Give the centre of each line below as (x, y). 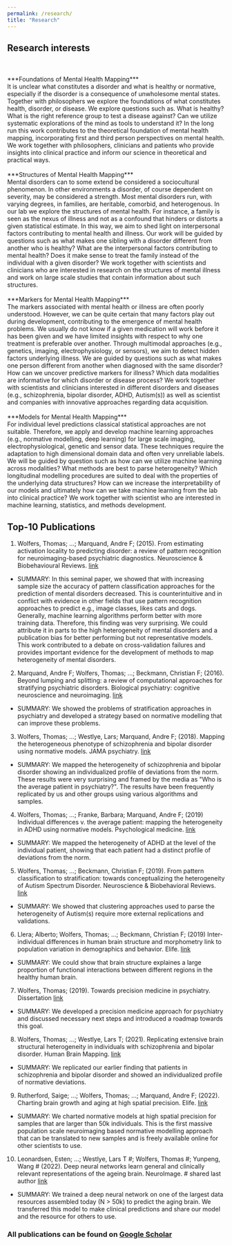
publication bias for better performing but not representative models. (115, 638)
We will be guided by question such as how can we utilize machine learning (115, 461)
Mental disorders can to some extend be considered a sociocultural (103, 182)
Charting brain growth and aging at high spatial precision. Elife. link (113, 1103)
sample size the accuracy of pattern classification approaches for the (116, 586)
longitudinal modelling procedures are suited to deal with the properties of (113, 476)
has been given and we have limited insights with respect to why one (105, 337)
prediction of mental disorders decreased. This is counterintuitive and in (119, 594)
